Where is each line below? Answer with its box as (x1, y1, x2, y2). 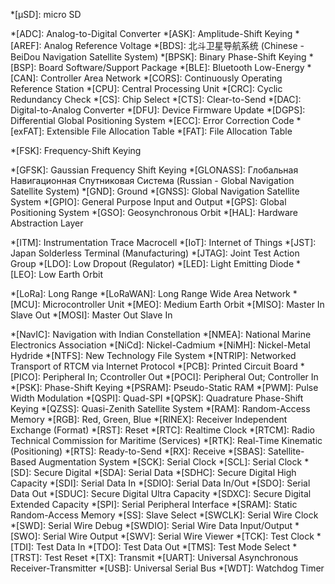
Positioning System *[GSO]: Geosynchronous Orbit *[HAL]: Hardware (10, 207, 299, 218)
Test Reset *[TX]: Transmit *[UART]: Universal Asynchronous (44, 552, 299, 563)
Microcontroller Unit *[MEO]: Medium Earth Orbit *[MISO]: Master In (42, 299, 325, 310)
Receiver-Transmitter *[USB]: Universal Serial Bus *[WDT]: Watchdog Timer (10, 562, 325, 574)
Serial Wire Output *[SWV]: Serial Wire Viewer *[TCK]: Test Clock (42, 530, 315, 542)
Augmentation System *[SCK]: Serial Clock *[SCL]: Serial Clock (38, 456, 303, 468)
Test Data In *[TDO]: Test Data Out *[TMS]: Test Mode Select (36, 541, 291, 553)
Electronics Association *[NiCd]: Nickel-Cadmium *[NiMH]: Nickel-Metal (10, 339, 311, 351)
